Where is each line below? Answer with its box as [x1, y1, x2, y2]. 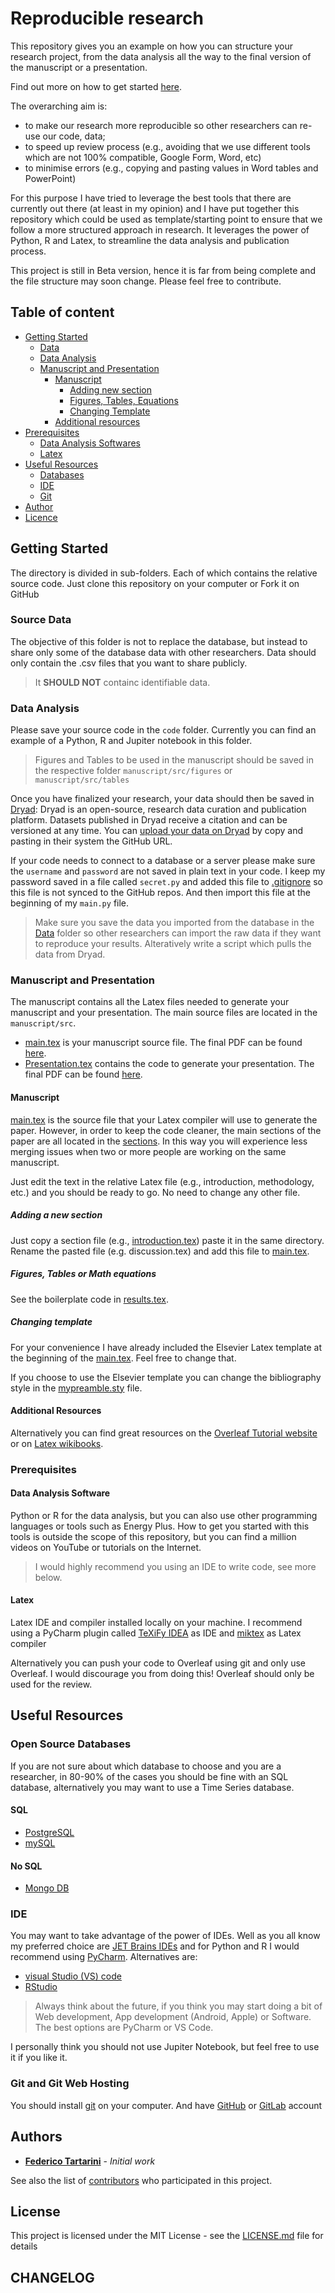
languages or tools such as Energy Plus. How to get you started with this [10, 1520, 310, 1532]
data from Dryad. [34, 948, 106, 961]
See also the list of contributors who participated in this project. [10, 2174, 273, 2186]
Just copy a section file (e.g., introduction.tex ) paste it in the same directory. [10, 1234, 325, 1246]
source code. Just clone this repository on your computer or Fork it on [10, 577, 300, 589]
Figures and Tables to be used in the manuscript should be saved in [34, 754, 314, 766]
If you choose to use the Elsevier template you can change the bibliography [10, 1371, 322, 1383]
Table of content [10, 304, 115, 321]
